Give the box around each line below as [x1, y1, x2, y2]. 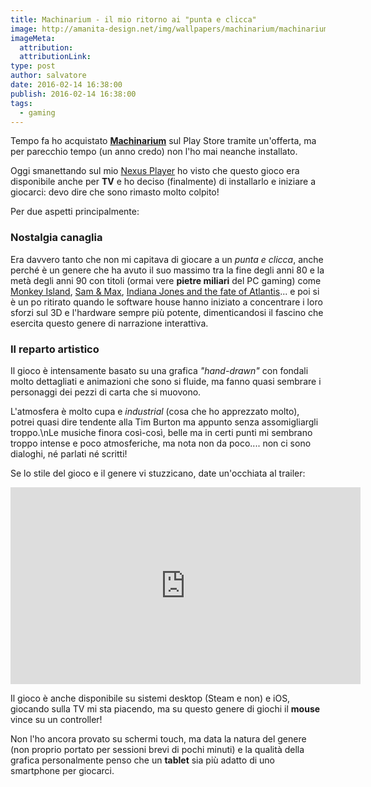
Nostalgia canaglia [10, 231, 103, 245]
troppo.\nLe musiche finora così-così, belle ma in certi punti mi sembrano [10, 426, 313, 438]
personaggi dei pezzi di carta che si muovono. [10, 386, 202, 398]
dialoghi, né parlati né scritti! [10, 447, 128, 460]
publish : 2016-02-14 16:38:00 [10, 89, 137, 99]
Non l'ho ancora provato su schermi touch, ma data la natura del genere [10, 732, 307, 745]
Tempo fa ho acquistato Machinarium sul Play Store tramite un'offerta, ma [10, 135, 317, 147]
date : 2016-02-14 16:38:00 [10, 80, 123, 90]
